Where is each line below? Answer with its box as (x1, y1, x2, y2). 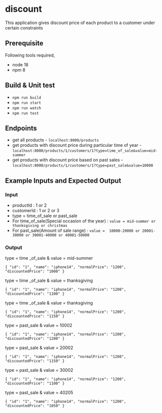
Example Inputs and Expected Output (5, 176, 121, 185)
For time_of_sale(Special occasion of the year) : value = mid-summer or (12, 218, 156, 224)
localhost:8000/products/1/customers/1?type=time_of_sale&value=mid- (12, 148, 158, 153)
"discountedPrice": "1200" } (5, 336, 65, 341)
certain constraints (5, 25, 43, 30)
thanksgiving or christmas (12, 223, 68, 228)
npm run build (12, 95, 41, 100)
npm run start (12, 100, 41, 105)
